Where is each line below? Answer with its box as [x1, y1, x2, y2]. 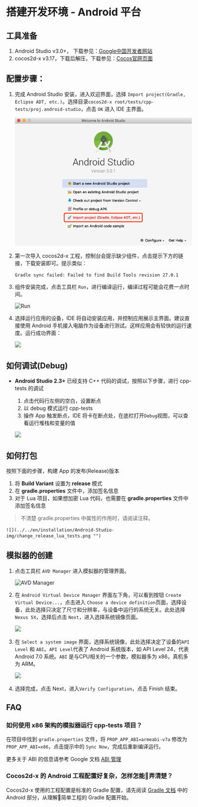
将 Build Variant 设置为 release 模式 [14, 479, 103, 487]
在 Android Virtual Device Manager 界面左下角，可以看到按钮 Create [14, 591, 181, 598]
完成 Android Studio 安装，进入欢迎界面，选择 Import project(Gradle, [14, 90, 186, 97]
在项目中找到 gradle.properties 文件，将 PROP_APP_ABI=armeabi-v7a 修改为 [6, 736, 187, 743]
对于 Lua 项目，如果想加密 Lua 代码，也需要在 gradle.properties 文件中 [14, 494, 189, 502]
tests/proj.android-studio [14, 106, 81, 112]
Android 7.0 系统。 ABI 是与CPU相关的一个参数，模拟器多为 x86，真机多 [14, 653, 189, 660]
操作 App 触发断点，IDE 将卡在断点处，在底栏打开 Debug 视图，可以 [23, 412, 184, 419]
